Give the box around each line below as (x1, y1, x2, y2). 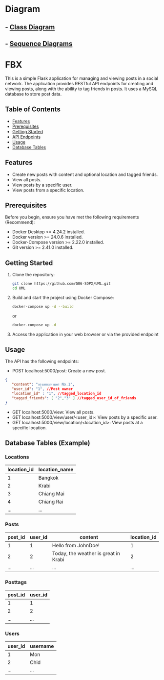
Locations (5, 454, 29, 461)
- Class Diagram (5, 23, 55, 31)
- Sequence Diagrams (5, 39, 73, 48)
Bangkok (38, 474, 59, 481)
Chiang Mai (38, 490, 65, 497)
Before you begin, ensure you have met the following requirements (5, 214, 139, 220)
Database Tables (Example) (5, 439, 90, 447)
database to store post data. (5, 91, 62, 97)
